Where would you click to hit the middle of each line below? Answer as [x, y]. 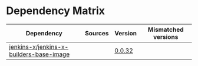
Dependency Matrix [55, 11]
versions [166, 37]
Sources [97, 33]
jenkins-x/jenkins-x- [39, 47]
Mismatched [166, 29]
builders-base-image [39, 54]
